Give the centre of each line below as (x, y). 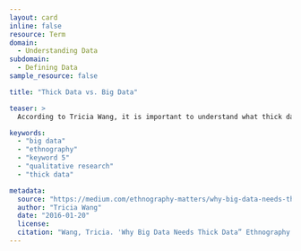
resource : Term (38, 34)
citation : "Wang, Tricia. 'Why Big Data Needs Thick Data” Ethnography (154, 233)
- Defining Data (47, 68)
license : (34, 224)
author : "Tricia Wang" (60, 207)
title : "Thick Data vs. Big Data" (74, 92)
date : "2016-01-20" (54, 216)
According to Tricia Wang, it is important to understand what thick (150, 117)
